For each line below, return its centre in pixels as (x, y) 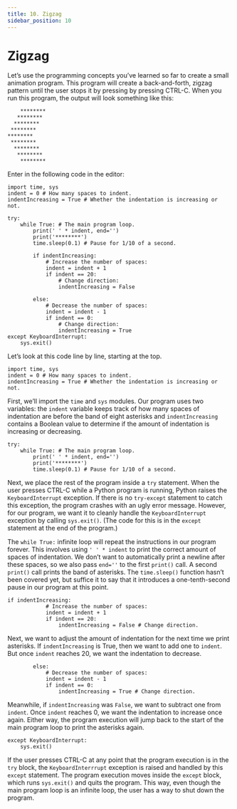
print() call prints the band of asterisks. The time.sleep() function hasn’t (116, 572)
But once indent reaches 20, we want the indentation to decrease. (104, 654)
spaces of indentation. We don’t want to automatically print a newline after (116, 557)
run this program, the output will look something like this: (91, 98)
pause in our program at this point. (58, 588)
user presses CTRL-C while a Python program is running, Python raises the (117, 490)
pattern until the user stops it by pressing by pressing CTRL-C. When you (115, 90)
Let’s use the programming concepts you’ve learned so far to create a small (118, 75)
